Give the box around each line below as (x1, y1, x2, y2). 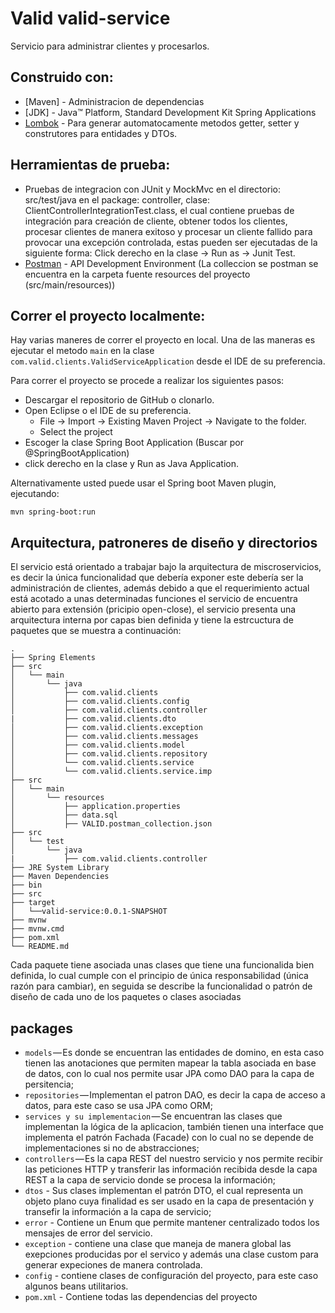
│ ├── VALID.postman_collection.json (10, 819, 213, 829)
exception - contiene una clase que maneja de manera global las (24, 1238, 292, 1249)
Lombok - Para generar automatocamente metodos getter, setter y (24, 117, 300, 129)
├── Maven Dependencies (10, 872, 110, 882)
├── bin (10, 880, 43, 891)
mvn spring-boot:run (10, 507, 97, 517)
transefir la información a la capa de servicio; (24, 1206, 212, 1217)
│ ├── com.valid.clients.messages (10, 732, 199, 742)
